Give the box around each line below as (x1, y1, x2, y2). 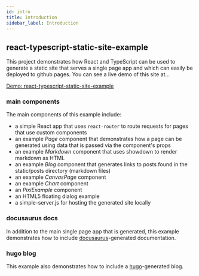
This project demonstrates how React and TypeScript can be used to (6, 58, 176, 65)
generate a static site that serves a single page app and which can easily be (6, 64, 193, 72)
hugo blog (6, 249, 36, 257)
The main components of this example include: (6, 111, 122, 118)
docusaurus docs (6, 214, 59, 223)
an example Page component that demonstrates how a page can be (14, 136, 182, 143)
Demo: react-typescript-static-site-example (6, 82, 114, 90)
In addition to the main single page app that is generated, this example (6, 227, 179, 235)
